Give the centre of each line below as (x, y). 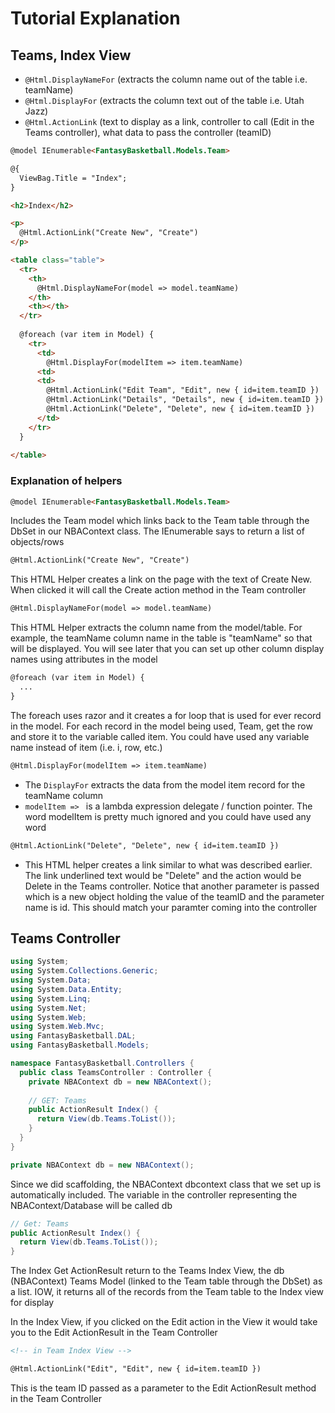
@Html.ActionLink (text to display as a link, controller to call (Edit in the (169, 121)
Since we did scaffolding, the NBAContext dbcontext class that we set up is (166, 1184)
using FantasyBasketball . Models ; (80, 1045)
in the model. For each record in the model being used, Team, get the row (161, 726)
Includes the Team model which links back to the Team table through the (160, 521)
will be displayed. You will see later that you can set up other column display (167, 649)
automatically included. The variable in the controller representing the (154, 1194)
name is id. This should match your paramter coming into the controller (171, 907)
